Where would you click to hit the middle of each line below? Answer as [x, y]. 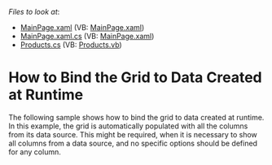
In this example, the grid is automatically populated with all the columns [128, 126]
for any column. [35, 152]
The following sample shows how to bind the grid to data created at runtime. [136, 117]
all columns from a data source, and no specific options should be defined [133, 143]
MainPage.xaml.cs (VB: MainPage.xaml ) [87, 36]
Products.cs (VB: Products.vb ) [71, 45]
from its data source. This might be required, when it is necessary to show [133, 134]
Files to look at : [34, 12]
